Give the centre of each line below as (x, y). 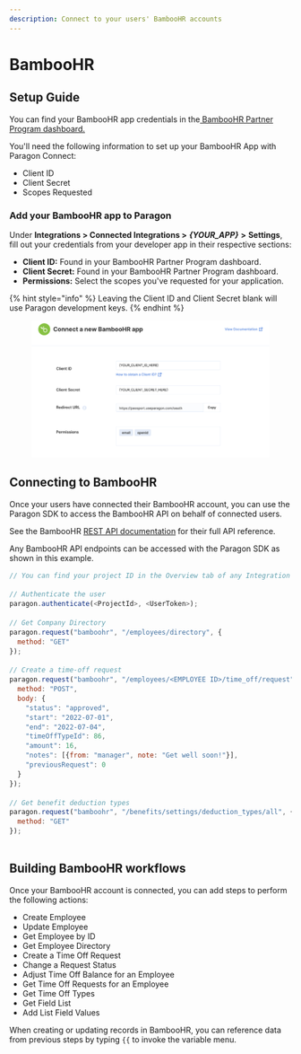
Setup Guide (45, 97)
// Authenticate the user (57, 594)
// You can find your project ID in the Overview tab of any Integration (150, 575)
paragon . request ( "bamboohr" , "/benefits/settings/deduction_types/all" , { (152, 812)
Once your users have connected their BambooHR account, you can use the (150, 504)
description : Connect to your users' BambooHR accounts (116, 19)
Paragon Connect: (43, 155)
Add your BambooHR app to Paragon (90, 215)
